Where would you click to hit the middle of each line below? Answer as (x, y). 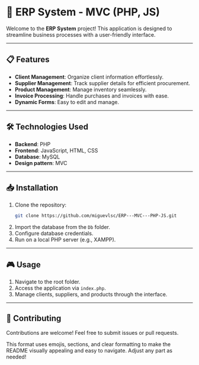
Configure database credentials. (54, 234)
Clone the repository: (41, 205)
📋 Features (28, 59)
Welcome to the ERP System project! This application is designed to (89, 28)
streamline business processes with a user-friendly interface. (81, 34)
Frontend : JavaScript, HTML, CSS (56, 150)
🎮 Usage (23, 265)
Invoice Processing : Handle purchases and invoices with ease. (92, 96)
